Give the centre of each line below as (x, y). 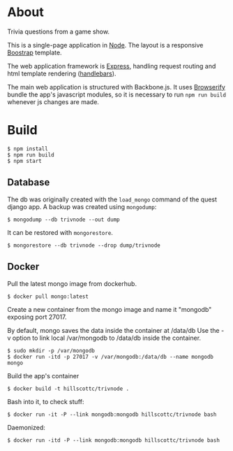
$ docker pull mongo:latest (48, 296)
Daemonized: (26, 427)
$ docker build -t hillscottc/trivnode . (68, 389)
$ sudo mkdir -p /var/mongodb (51, 350)
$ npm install (28, 149)
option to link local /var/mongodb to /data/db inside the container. (106, 338)
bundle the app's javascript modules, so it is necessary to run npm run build (117, 94)
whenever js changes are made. (53, 101)
